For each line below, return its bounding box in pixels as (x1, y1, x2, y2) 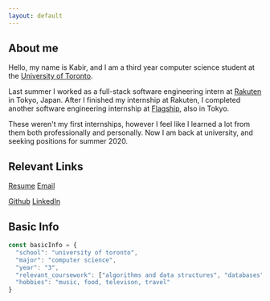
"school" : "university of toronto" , (15, 248, 138, 257)
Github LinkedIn (8, 197, 61, 206)
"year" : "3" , (15, 263, 59, 271)
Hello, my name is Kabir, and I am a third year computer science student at (8, 63, 256, 72)
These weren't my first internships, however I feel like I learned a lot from (8, 120, 251, 129)
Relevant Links (8, 160, 84, 173)
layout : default (8, 11, 63, 20)
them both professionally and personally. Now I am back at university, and (8, 128, 253, 137)
